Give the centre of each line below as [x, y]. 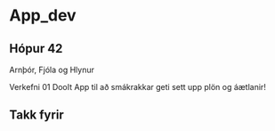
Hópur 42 [36, 49]
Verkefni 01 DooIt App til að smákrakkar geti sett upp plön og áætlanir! [138, 87]
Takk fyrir [36, 115]
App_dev [43, 16]
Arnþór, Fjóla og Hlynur [52, 70]
